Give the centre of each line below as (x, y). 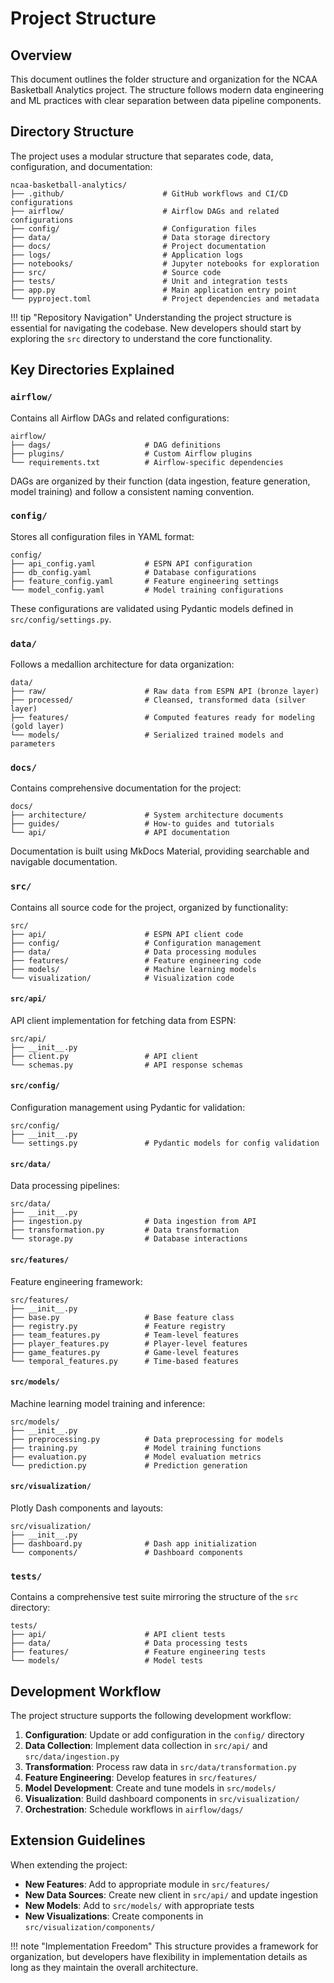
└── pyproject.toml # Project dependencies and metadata (165, 298)
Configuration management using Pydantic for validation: (128, 1108)
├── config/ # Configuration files (133, 228)
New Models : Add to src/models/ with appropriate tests (139, 1905)
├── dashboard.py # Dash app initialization (133, 1543)
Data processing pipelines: (65, 1186)
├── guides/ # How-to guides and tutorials (142, 824)
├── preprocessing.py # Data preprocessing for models (147, 1439)
